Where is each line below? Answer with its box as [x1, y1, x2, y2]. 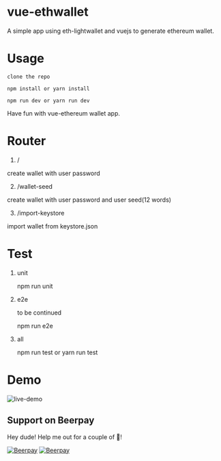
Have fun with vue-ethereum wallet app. [7, 109, 121, 117]
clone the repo [7, 73, 50, 80]
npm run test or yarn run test [16, 348, 98, 356]
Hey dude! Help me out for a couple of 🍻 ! [7, 432, 123, 441]
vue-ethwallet [7, 4, 89, 20]
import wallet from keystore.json [7, 222, 98, 230]
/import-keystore [16, 209, 65, 217]
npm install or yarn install [7, 85, 90, 92]
